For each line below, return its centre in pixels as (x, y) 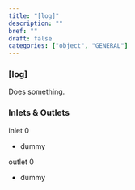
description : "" (36, 23)
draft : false (30, 38)
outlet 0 (21, 162)
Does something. (37, 92)
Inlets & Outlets (39, 112)
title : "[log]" (34, 16)
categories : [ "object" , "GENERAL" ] (68, 46)
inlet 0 (19, 130)
